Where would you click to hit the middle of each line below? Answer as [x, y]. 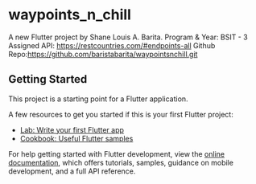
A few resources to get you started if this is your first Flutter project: [121, 114]
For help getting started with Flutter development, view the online [117, 153]
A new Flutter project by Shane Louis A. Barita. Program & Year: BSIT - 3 [128, 37]
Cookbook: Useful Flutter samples [76, 138]
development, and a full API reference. [72, 171]
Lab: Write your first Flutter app [72, 129]
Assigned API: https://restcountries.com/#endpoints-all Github [112, 45]
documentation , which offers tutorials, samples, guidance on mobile [121, 162]
